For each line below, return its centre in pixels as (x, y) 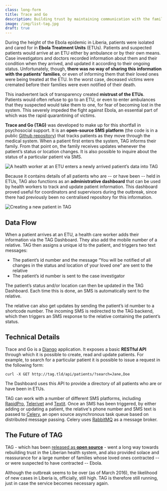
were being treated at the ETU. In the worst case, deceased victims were (80, 80)
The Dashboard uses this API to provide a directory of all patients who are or (83, 383)
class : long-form (23, 10)
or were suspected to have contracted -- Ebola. (54, 463)
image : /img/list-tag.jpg (32, 24)
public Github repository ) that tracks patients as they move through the (78, 136)
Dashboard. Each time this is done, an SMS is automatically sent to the (77, 291)
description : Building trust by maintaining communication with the (78, 19)
